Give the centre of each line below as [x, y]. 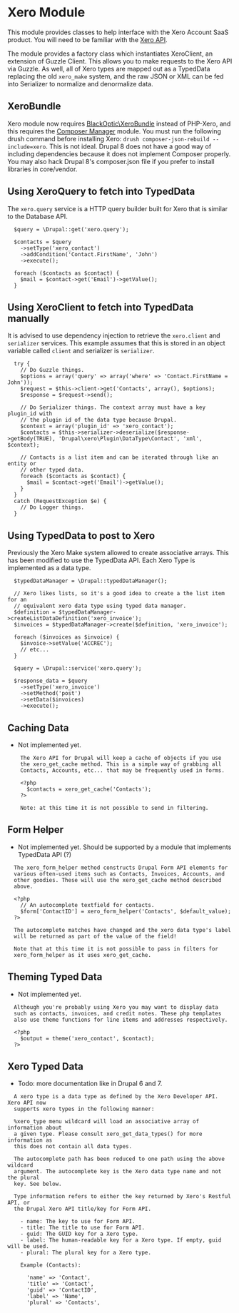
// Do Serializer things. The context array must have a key [113, 407]
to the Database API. [37, 216]
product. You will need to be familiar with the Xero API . [87, 39]
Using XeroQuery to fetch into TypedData [101, 192]
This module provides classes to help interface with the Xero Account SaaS [118, 32]
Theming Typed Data [55, 977]
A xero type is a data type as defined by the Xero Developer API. [116, 1097]
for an [17, 600]
